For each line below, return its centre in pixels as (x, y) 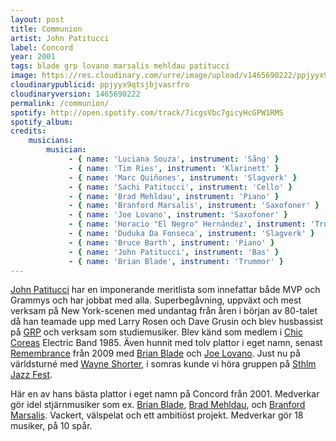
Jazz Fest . (31, 375)
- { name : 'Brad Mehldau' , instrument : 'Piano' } (174, 196)
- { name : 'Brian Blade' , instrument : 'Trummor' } (176, 261)
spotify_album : (42, 122)
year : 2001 (33, 57)
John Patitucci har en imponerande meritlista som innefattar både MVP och (165, 290)
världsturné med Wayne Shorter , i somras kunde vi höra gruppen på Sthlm (163, 364)
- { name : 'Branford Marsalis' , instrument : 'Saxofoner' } (194, 206)
